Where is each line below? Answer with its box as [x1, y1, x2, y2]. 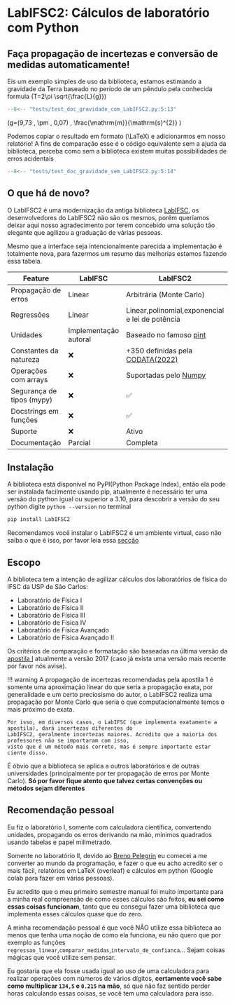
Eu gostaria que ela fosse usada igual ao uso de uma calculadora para [7, 966, 210, 975]
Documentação [10, 437, 62, 447]
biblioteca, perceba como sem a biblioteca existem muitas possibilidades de [7, 147, 227, 155]
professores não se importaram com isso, [7, 738, 130, 745]
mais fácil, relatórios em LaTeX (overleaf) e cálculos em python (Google [7, 866, 213, 874]
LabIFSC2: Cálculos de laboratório [7, 5, 210, 21]
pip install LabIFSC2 [7, 516, 71, 523]
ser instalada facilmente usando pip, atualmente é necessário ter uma [7, 487, 208, 496]
